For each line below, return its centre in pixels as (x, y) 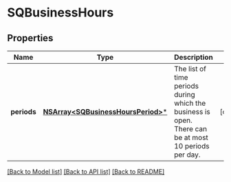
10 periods (192, 146)
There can (191, 129)
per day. (187, 155)
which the (190, 103)
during (185, 94)
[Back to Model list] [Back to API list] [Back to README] (86, 172)
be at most (191, 137)
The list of (190, 69)
